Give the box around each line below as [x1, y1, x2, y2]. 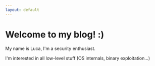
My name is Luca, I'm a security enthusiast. [5, 45, 96, 51]
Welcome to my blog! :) [5, 28, 105, 40]
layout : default [5, 7, 39, 12]
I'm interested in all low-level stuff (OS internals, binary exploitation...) [5, 55, 150, 61]
